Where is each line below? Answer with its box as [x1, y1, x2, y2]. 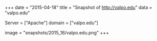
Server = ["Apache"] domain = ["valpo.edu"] [5, 20, 98, 26]
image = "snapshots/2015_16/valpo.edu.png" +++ [5, 30, 109, 35]
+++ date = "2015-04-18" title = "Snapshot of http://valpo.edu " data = [5, 5, 152, 10]
